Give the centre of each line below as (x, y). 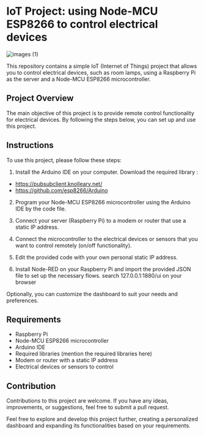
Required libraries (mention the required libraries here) (84, 354)
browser (26, 282)
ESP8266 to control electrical (82, 24)
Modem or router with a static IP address (66, 360)
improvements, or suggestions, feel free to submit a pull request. (88, 407)
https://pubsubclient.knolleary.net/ (59, 184)
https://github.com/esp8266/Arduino (61, 190)
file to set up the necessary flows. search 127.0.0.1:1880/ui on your (98, 275)
